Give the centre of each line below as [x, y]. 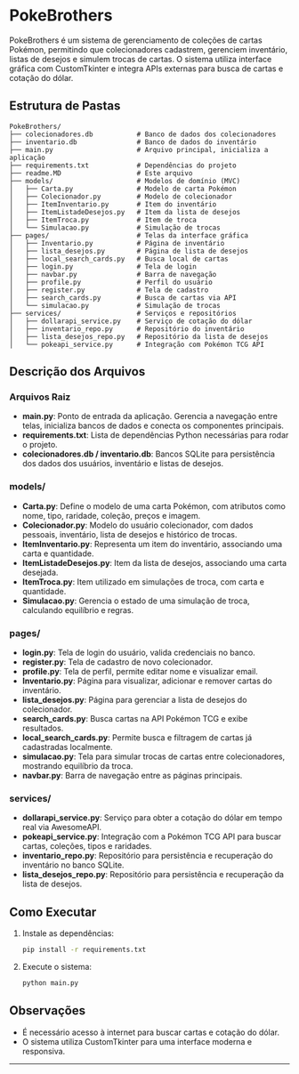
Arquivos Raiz [40, 397]
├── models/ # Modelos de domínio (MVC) [125, 181]
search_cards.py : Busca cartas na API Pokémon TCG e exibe [135, 719]
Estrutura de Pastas [65, 106]
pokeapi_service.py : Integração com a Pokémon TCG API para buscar [152, 836]
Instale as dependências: [68, 933]
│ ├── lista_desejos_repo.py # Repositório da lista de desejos [139, 336]
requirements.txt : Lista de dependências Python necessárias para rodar [155, 435]
